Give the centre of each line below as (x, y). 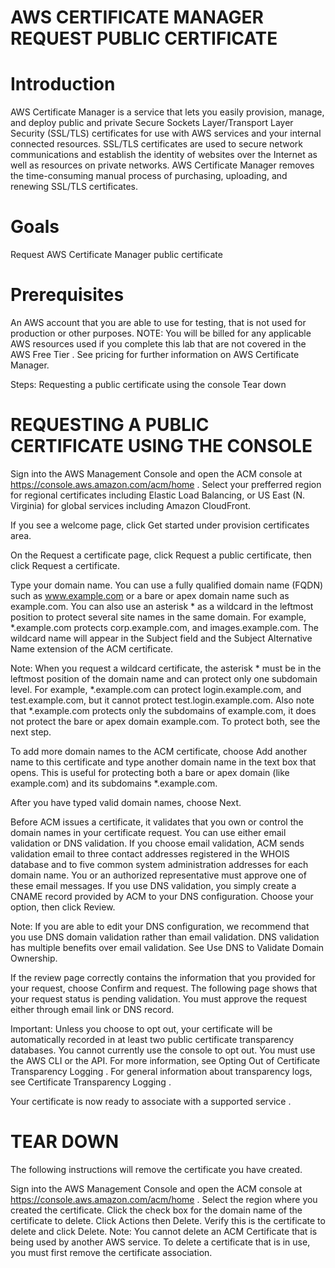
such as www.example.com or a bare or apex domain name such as (150, 595)
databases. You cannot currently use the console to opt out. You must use (163, 1050)
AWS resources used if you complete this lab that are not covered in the (158, 344)
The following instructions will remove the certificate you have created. (156, 1169)
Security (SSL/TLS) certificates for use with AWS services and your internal (166, 133)
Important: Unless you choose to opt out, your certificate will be (141, 1028)
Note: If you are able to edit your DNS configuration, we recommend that (160, 926)
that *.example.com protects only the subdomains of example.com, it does (163, 710)
